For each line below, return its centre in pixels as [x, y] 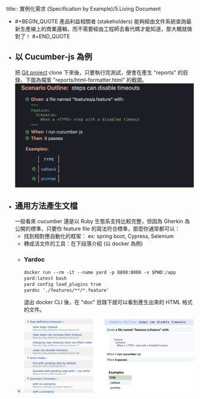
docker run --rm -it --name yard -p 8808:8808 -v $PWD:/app [100, 273]
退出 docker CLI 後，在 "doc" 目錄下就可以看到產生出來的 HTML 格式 [108, 302]
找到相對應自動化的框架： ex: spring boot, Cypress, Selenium [99, 236]
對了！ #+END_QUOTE [42, 36]
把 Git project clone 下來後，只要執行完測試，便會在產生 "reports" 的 [99, 72]
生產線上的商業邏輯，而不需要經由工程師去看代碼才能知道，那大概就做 [106, 29]
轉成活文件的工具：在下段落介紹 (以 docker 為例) [83, 243]
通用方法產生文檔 [46, 205]
